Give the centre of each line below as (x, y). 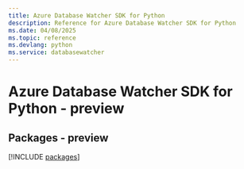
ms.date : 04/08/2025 (43, 30)
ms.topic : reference (43, 38)
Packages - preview (58, 138)
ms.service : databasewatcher (56, 52)
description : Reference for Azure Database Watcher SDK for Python (122, 23)
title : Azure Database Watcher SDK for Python (87, 15)
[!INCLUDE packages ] (44, 157)
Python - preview (66, 109)
